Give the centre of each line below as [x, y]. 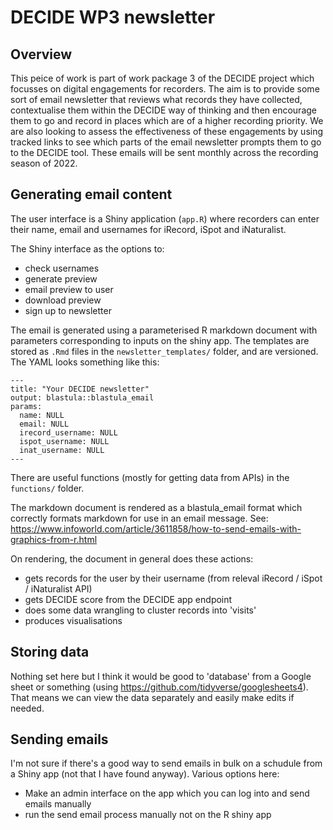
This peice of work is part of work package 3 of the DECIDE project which [162, 78]
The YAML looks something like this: [85, 362]
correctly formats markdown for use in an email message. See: [139, 518]
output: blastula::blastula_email [82, 397]
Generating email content [91, 194]
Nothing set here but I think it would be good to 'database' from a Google [161, 676]
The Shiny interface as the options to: [87, 248]
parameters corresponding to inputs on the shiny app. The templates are [160, 340]
